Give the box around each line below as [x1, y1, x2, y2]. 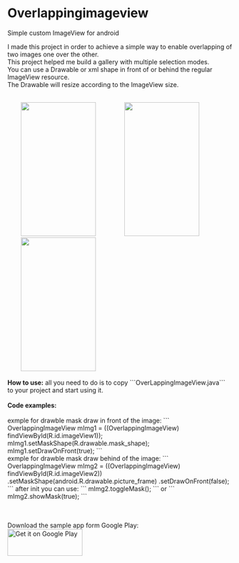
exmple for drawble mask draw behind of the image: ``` [7, 454, 169, 462]
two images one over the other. [7, 50, 99, 59]
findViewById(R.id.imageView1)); [7, 431, 103, 440]
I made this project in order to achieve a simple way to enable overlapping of [7, 42, 233, 51]
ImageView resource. [7, 73, 70, 81]
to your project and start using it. [7, 385, 103, 394]
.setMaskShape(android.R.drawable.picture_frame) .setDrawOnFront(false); [7, 477, 230, 485]
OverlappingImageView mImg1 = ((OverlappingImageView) [7, 423, 180, 432]
